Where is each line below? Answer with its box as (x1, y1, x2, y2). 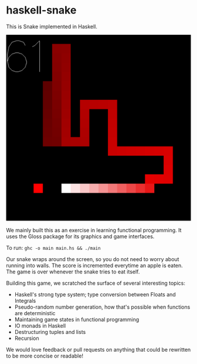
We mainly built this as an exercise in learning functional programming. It (6, 227, 182, 234)
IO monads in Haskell (14, 322, 66, 329)
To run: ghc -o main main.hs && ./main (6, 245, 101, 252)
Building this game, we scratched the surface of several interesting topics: (6, 280, 186, 287)
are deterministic (14, 310, 56, 317)
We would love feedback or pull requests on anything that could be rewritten (6, 346, 191, 353)
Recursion (14, 335, 39, 342)
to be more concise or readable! (6, 352, 84, 359)
